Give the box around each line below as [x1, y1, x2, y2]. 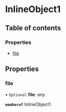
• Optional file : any [5, 91, 45, 97]
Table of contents [5, 24, 61, 32]
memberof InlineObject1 [5, 101, 51, 107]
